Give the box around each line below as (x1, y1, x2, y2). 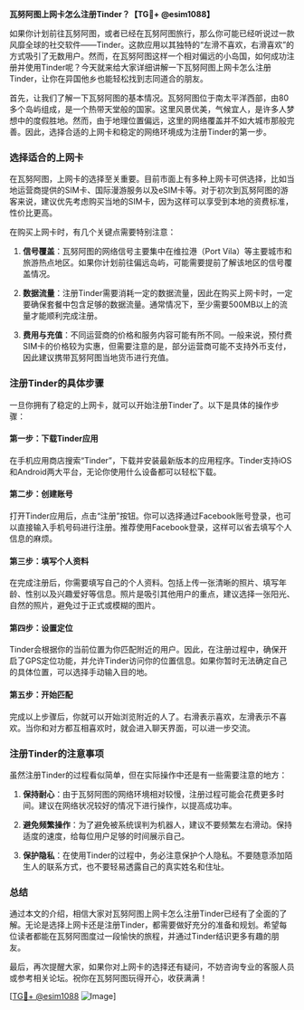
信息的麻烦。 (9, 533, 57, 544)
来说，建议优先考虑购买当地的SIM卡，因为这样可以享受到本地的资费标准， (16, 196, 294, 207)
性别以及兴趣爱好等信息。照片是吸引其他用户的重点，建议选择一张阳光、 (24, 588, 295, 600)
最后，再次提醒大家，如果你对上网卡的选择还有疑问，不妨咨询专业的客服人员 (9, 961, 295, 972)
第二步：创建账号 (9, 489, 73, 500)
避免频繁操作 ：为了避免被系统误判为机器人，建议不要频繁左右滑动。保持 (22, 819, 292, 830)
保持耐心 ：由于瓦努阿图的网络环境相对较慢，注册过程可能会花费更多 (22, 788, 277, 799)
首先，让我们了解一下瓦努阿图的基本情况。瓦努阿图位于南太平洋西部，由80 (9, 92, 290, 103)
